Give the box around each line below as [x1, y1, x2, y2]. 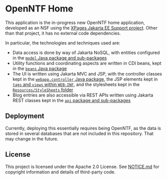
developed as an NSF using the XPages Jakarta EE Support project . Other [5, 24, 158, 30]
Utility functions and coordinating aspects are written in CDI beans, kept [12, 60, 161, 66]
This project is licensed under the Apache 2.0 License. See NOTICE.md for [5, 163, 159, 169]
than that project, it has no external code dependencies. [5, 30, 121, 36]
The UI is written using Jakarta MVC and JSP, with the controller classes [12, 70, 162, 76]
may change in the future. [5, 135, 59, 141]
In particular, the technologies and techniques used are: [5, 39, 120, 45]
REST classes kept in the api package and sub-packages [12, 97, 131, 103]
